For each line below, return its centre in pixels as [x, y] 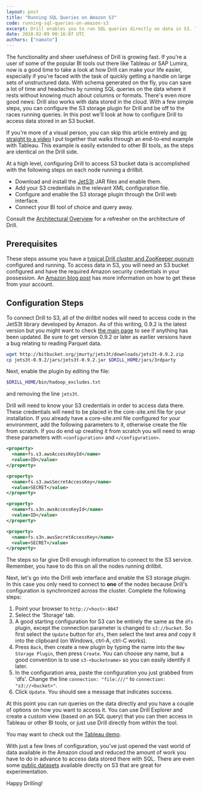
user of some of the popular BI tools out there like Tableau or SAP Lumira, [97, 63]
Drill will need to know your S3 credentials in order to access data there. [95, 406]
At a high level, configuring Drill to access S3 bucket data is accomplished [98, 163]
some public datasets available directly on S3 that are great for [84, 765]
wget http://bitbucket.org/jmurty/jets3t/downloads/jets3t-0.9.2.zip [95, 354]
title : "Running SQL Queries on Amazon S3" [62, 17]
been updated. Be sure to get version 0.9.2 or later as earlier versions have [99, 337]
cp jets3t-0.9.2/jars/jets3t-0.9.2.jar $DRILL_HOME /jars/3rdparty [91, 360]
